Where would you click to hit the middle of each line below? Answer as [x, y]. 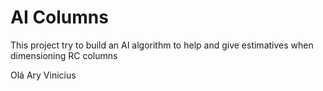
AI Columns [59, 17]
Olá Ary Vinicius [43, 75]
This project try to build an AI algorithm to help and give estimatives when [162, 45]
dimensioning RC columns [64, 55]
